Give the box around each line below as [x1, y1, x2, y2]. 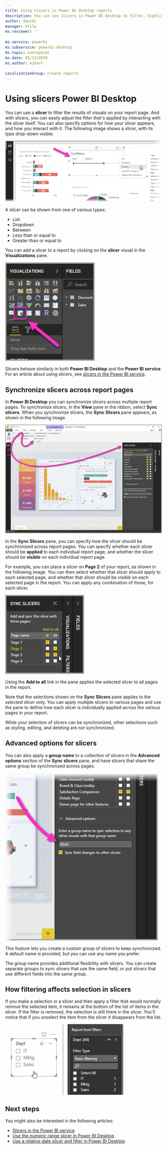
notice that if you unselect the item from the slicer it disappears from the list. [5, 1014, 162, 1021]
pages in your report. [5, 710, 48, 716]
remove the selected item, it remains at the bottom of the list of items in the [5, 1004, 159, 1010]
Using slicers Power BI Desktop [5, 93, 137, 105]
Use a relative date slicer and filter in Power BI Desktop [12, 1138, 125, 1144]
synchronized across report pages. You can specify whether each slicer [5, 543, 153, 549]
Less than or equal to [12, 232, 56, 239]
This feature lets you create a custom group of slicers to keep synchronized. [5, 945, 162, 951]
